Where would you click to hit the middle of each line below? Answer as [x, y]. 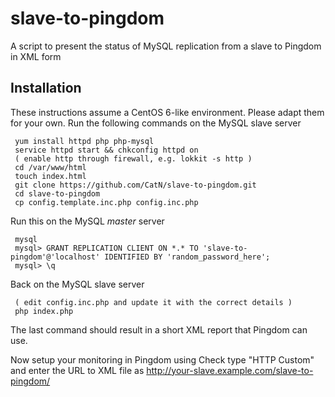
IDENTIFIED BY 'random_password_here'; [187, 257]
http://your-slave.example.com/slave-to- [230, 370]
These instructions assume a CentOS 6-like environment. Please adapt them [167, 112]
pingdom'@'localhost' [55, 257]
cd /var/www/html [50, 167]
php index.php [44, 311]
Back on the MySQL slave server [77, 284]
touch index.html [50, 176]
